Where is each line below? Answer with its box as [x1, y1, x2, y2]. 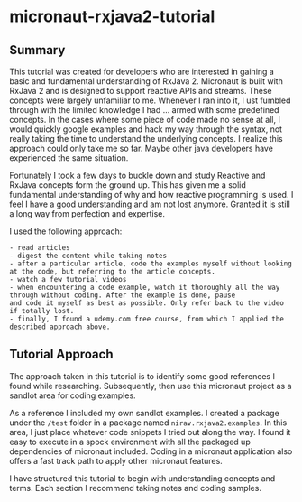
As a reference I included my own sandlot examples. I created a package [9, 407, 279, 418]
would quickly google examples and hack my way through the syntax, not [9, 124, 282, 135]
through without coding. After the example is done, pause [9, 291, 236, 300]
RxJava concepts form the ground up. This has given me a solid [9, 180, 246, 191]
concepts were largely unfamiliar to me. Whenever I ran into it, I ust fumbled [9, 95, 291, 106]
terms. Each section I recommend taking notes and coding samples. [9, 482, 261, 493]
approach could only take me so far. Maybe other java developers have [9, 143, 273, 153]
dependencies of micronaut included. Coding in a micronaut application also [9, 445, 293, 457]
